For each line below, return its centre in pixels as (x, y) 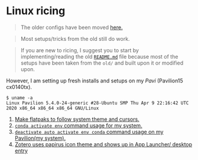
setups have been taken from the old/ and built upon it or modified (102, 63)
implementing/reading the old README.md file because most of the (99, 56)
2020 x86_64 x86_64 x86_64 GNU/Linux (53, 108)
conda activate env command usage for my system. (79, 125)
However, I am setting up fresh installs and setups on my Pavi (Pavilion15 (95, 81)
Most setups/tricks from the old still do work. (75, 39)
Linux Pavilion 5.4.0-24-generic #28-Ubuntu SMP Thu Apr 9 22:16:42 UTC (98, 103)
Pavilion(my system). (40, 138)
